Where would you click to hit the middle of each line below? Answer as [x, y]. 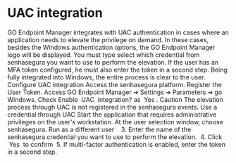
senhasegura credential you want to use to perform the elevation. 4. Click [115, 137]
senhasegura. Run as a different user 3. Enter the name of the [99, 129]
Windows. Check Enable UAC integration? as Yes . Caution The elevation [116, 99]
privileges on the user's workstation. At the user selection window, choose [116, 122]
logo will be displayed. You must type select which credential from [104, 55]
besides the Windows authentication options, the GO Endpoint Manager [111, 47]
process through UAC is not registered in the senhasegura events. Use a [112, 107]
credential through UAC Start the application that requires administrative [112, 115]
